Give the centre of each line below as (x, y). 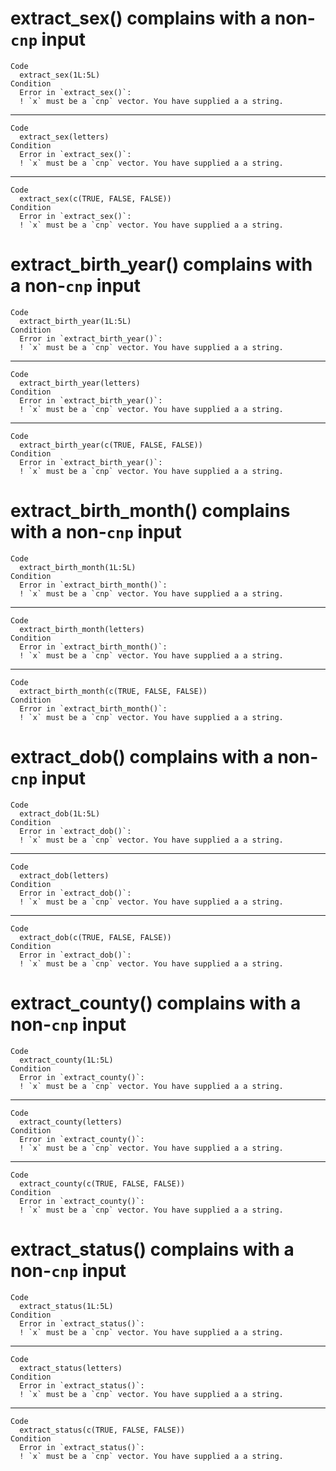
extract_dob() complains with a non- (164, 757)
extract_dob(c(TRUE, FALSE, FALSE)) (95, 937)
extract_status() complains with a (152, 1249)
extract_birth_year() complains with (161, 264)
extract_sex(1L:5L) (60, 75)
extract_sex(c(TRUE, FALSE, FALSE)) (95, 198)
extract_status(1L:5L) (66, 1306)
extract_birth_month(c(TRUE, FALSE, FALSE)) (113, 691)
